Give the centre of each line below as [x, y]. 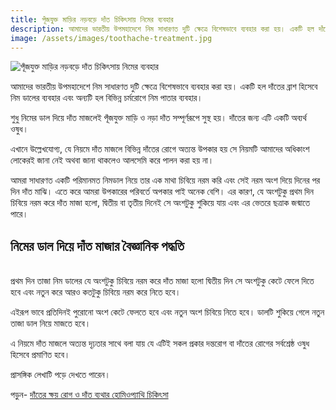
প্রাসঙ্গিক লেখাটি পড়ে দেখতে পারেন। [61, 375]
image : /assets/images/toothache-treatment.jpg [111, 38]
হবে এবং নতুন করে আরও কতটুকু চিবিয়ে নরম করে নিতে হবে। [96, 292]
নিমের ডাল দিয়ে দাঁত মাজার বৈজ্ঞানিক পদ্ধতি [97, 246]
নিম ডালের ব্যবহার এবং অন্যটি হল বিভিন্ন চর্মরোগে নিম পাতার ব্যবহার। [106, 98]
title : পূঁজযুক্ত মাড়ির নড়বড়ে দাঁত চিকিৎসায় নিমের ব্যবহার [92, 19]
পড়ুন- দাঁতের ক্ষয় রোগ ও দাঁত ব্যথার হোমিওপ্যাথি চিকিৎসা [89, 395]
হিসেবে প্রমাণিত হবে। [40, 355]
